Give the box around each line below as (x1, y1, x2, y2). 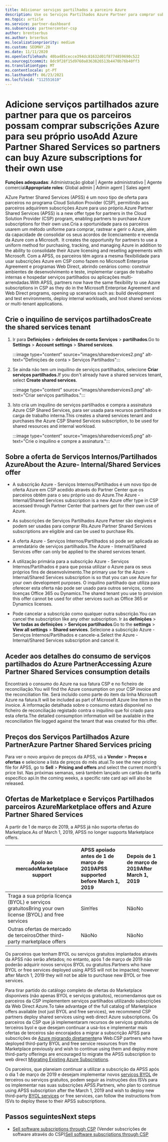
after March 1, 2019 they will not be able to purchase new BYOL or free (5, 972, 151, 978)
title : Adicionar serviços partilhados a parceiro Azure (5, 7, 126, 13)
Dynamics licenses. (12, 601, 53, 607)
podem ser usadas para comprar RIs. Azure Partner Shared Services (12, 523, 152, 529)
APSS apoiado (80, 846, 116, 853)
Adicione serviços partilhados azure (5, 99, 159, 110)
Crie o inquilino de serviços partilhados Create (5, 315, 151, 324)
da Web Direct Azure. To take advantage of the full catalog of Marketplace (5, 1003, 157, 1009)
